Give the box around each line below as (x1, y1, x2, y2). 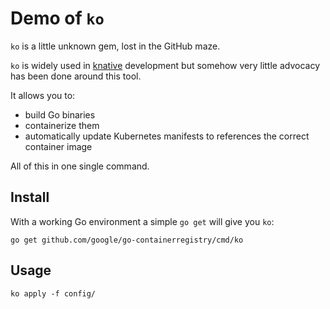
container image (24, 140, 93, 152)
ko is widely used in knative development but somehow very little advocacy (10, 59, 321, 71)
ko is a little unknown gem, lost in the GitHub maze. (10, 40, 221, 52)
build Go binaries (24, 108, 96, 121)
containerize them (24, 119, 100, 131)
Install (10, 189, 50, 206)
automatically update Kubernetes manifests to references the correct (24, 130, 310, 142)
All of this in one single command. (10, 160, 150, 172)
